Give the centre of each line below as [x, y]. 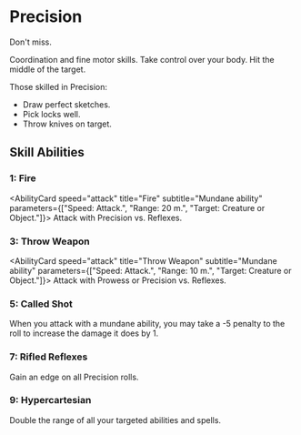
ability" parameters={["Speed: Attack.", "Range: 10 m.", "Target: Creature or [150, 270]
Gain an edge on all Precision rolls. [74, 377]
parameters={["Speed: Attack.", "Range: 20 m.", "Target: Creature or [137, 207]
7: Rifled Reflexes [49, 357]
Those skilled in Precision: [58, 86]
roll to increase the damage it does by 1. [84, 333]
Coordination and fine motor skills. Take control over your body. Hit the [142, 59]
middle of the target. [48, 69]
